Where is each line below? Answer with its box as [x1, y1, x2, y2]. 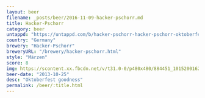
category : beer [6, 26, 45, 32]
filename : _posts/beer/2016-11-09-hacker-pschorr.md [6, 15, 143, 21]
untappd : [6, 32, 29, 38]
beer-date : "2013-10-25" [6, 71, 70, 77]
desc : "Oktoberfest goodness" [6, 77, 84, 83]
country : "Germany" [6, 37, 56, 43]
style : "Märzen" [6, 54, 48, 60]
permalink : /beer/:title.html [6, 83, 84, 89]
